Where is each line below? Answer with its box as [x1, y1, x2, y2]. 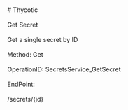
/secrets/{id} [7, 95, 44, 103]
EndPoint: [7, 80, 35, 88]
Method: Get [7, 50, 43, 58]
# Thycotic [7, 6, 38, 14]
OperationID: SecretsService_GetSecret [7, 65, 121, 74]
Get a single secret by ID [7, 36, 78, 43]
